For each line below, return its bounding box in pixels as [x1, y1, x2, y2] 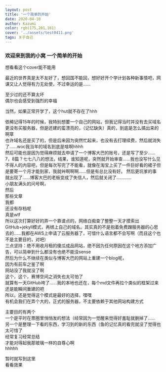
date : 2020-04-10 [5, 16, 41, 21]
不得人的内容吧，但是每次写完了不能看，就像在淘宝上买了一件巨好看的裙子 [5, 162, 157, 168]
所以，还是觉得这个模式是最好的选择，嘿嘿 [5, 292, 92, 298]
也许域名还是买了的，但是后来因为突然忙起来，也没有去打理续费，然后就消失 [5, 137, 161, 144]
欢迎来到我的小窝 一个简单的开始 [5, 52, 83, 59]
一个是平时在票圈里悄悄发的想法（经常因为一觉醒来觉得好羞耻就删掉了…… [5, 315, 156, 321]
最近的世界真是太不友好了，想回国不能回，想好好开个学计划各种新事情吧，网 [5, 75, 161, 81]
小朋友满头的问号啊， [5, 181, 48, 187]
